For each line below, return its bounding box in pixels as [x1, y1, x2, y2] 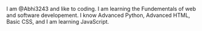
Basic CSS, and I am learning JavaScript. [6, 18, 110, 25]
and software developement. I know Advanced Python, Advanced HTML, [6, 12, 190, 19]
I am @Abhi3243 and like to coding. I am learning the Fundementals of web [6, 5, 196, 12]
